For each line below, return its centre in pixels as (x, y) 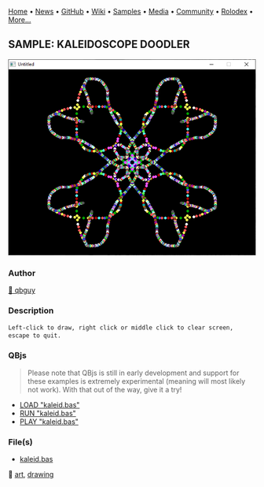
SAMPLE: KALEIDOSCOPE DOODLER (99, 45)
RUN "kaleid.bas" (48, 413)
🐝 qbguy (22, 290)
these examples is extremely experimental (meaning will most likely (136, 381)
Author (22, 273)
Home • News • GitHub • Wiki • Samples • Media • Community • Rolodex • (131, 11)
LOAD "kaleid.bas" (49, 404)
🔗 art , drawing (31, 474)
